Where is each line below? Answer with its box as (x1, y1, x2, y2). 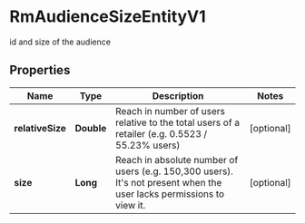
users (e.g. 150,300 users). (114, 165, 234, 178)
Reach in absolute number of (114, 153, 239, 166)
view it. (114, 199, 146, 211)
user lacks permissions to (114, 188, 225, 200)
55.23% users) (114, 139, 181, 151)
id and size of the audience (9, 36, 112, 47)
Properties (9, 63, 71, 78)
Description (152, 89, 204, 102)
